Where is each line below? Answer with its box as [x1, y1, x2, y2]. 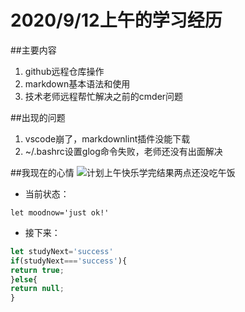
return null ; [10, 284, 65, 294]
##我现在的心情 [10, 166, 75, 178]
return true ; [10, 265, 65, 275]
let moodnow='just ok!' [10, 207, 110, 218]
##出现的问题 [10, 111, 66, 123]
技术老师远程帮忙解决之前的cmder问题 [24, 90, 184, 102]
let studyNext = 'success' [10, 246, 114, 256]
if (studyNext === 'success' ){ [10, 256, 128, 266]
